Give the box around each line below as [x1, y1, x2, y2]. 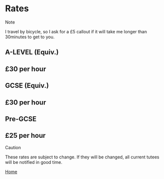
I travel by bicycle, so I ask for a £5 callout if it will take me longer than [5, 28, 147, 34]
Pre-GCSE [5, 115, 37, 123]
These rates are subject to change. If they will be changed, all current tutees [5, 154, 160, 160]
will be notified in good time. [5, 159, 63, 165]
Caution [5, 144, 21, 150]
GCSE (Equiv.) [5, 81, 49, 90]
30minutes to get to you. [5, 34, 55, 40]
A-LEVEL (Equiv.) [5, 48, 59, 56]
